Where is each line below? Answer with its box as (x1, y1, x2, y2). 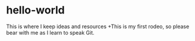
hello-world (6, 4, 65, 17)
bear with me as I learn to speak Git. (6, 29, 95, 36)
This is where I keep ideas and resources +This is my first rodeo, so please (6, 23, 190, 30)
